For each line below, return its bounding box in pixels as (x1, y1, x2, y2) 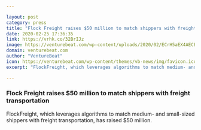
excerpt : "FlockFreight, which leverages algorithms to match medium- (6, 64, 186, 70)
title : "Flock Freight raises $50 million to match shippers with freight (6, 25, 197, 31)
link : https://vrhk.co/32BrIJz (6, 37, 84, 43)
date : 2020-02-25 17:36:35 (6, 31, 74, 37)
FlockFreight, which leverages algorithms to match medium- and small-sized (6, 110, 195, 117)
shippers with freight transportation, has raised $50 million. (6, 116, 153, 123)
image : (6, 42, 23, 48)
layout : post (6, 14, 39, 20)
